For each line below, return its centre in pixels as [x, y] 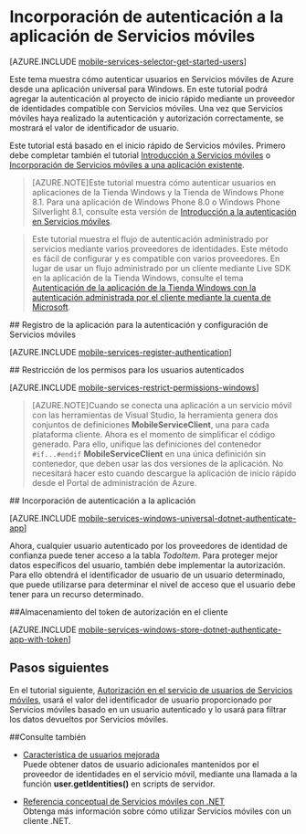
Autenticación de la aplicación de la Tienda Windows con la [144, 287]
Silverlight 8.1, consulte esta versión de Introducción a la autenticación [164, 211]
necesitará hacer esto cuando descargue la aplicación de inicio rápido [164, 473]
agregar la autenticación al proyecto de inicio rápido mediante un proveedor [152, 99]
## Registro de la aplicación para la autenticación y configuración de [139, 324]
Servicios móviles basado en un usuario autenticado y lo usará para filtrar [148, 709]
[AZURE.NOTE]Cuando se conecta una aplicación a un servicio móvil [162, 405]
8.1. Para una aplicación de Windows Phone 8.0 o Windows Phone [156, 202]
